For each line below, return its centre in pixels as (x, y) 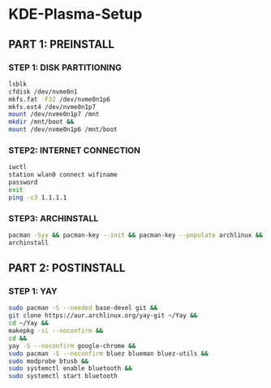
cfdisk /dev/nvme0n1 (43, 92)
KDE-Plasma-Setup (75, 14)
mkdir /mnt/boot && (41, 122)
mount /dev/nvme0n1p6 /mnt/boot (63, 130)
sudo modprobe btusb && (49, 361)
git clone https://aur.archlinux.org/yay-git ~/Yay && (103, 316)
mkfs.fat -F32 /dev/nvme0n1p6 (60, 99)
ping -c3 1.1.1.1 (38, 197)
